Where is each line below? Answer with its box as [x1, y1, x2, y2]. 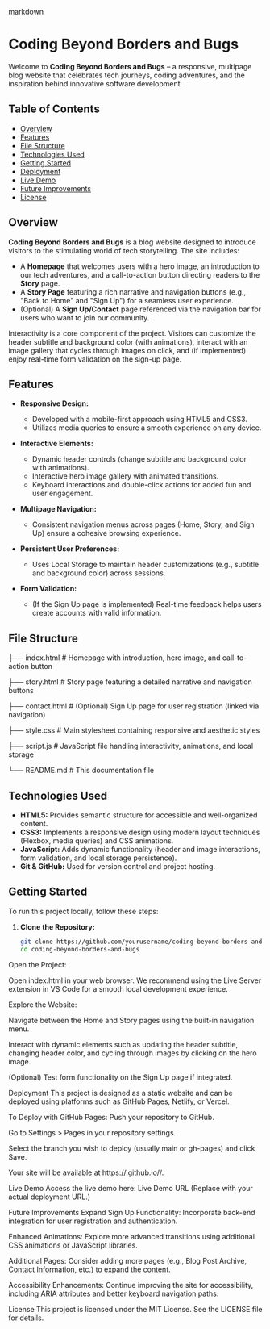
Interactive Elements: [19, 439, 94, 449]
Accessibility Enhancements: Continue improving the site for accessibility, [8, 1280, 254, 1289]
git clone [19, 938, 54, 946]
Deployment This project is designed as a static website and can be [8, 1088, 233, 1097]
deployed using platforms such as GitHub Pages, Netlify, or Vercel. [8, 1097, 230, 1106]
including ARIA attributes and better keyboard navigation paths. [8, 1289, 219, 1298]
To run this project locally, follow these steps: [8, 906, 159, 916]
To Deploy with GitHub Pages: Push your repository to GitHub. [8, 1112, 215, 1122]
